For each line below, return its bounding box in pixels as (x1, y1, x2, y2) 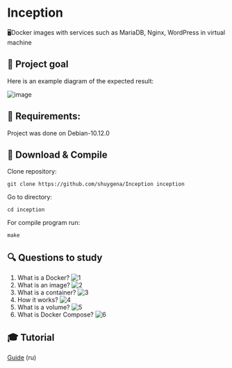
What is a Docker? (17, 274, 70, 282)
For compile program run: (7, 219, 81, 227)
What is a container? (17, 288, 76, 296)
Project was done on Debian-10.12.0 (7, 128, 110, 137)
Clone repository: (7, 167, 57, 176)
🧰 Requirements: (7, 110, 81, 122)
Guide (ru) (7, 353, 37, 362)
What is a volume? (17, 303, 71, 312)
